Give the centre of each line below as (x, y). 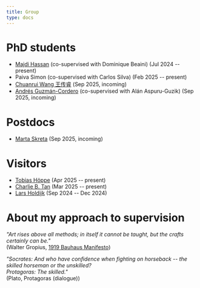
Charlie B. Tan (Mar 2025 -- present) (61, 187)
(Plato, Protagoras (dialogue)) (43, 278)
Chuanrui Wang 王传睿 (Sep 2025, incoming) (71, 84)
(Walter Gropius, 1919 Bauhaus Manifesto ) (58, 247)
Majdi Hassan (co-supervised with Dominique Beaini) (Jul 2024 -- (97, 64)
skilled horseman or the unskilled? (49, 266)
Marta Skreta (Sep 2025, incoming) (59, 139)
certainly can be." (28, 241)
